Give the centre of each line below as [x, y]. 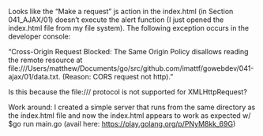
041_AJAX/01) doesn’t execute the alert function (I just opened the [116, 20]
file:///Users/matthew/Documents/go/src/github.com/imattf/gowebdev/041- [131, 68]
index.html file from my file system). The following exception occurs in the [129, 28]
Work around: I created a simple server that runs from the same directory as [132, 107]
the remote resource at [45, 60]
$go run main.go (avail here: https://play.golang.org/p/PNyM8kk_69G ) [122, 124]
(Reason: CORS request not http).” [118, 77]
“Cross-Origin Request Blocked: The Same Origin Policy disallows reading [128, 51]
